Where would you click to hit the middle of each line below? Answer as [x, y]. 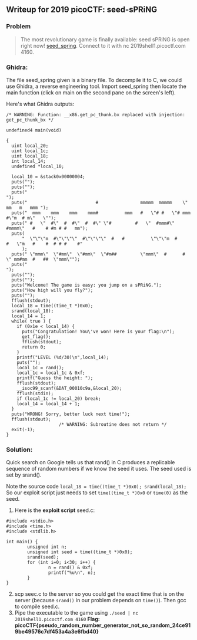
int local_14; [29, 161]
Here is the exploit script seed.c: [55, 510]
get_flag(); [36, 337]
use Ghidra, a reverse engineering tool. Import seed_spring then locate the [96, 86]
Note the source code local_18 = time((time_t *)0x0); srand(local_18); [96, 487]
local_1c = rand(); [41, 367]
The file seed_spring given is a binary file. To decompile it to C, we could [94, 80]
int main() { [22, 542]
